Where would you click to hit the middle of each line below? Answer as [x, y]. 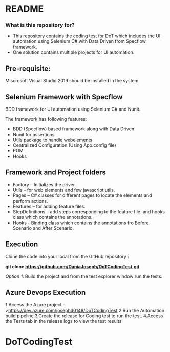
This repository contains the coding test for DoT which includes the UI [87, 36]
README [25, 9]
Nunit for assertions [34, 135]
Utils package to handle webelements [52, 140]
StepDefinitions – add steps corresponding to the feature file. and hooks [89, 212]
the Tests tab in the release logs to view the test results [63, 321]
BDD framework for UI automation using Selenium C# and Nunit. [73, 109]
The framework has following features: [46, 119]
